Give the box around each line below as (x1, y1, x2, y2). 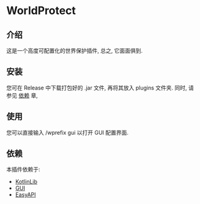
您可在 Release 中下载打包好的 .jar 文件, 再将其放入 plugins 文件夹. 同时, (6, 84, 188, 91)
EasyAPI (15, 191, 36, 198)
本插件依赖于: (6, 166, 41, 173)
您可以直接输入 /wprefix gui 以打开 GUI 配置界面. (6, 129, 129, 136)
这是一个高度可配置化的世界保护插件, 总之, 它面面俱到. (6, 47, 143, 54)
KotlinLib (15, 178, 38, 186)
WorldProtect (6, 4, 76, 18)
